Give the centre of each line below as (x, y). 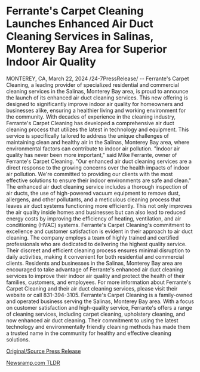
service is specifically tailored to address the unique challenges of (87, 135)
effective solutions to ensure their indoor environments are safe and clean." (99, 180)
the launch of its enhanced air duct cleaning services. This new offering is (97, 98)
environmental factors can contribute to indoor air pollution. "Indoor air (93, 149)
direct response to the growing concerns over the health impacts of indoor (98, 167)
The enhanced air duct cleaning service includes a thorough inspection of (97, 186)
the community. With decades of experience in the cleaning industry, (91, 117)
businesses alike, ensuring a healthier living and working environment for (96, 110)
